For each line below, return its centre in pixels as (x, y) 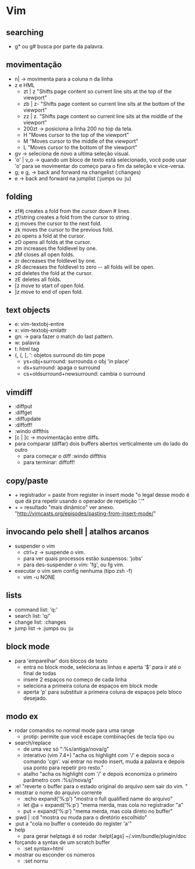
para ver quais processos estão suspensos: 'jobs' (83, 558)
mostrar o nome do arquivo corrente (58, 793)
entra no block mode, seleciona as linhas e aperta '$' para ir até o (102, 667)
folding (19, 197)
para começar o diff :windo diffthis (65, 456)
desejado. (35, 698)
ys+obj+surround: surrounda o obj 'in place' (76, 362)
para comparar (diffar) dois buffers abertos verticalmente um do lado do (101, 444)
